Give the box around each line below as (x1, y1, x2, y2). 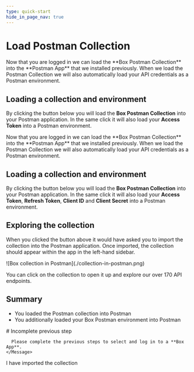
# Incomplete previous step (6, 327, 72, 335)
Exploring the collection (6, 220, 95, 230)
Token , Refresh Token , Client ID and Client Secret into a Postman (6, 197, 165, 204)
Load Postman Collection (6, 39, 130, 53)
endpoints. (6, 277, 32, 284)
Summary (6, 294, 43, 305)
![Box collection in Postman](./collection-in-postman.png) (6, 260, 145, 267)
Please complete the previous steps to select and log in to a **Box (11, 339, 184, 344)
